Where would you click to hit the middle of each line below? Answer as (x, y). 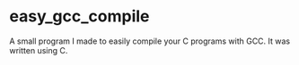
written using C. (39, 50)
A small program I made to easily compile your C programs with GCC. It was (149, 41)
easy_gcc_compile (79, 16)
